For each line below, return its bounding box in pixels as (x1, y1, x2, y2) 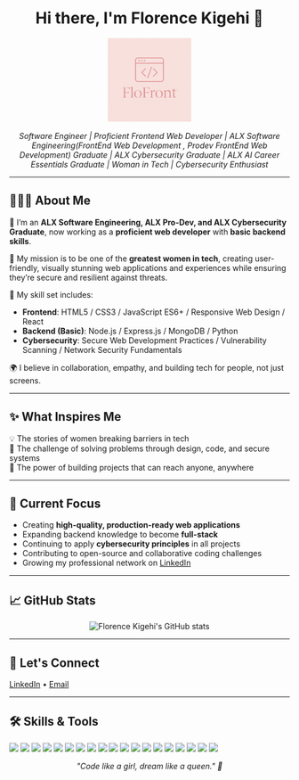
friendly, (9, 262, 40, 273)
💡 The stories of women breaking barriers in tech (9, 432, 190, 444)
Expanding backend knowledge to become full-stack (21, 530, 218, 540)
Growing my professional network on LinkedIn (21, 557, 191, 569)
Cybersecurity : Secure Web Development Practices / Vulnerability (21, 334, 267, 346)
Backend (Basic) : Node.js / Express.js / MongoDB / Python (21, 325, 238, 336)
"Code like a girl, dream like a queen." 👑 (76, 760, 223, 771)
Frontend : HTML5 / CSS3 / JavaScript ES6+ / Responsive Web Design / (21, 307, 286, 317)
